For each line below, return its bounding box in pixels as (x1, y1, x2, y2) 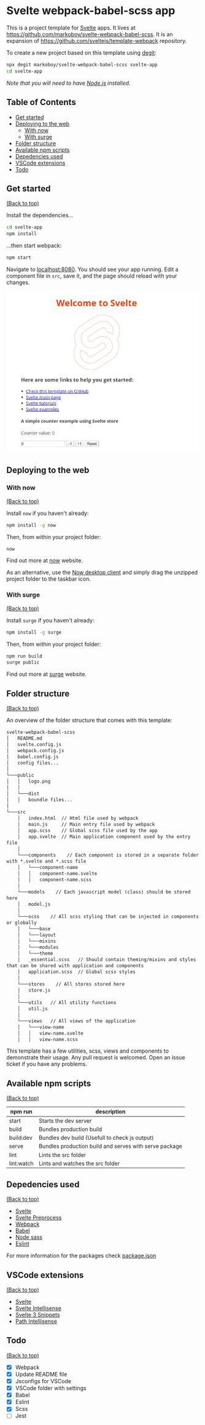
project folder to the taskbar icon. (6, 575, 91, 583)
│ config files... (6, 760, 60, 766)
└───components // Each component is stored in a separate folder (17, 852, 199, 858)
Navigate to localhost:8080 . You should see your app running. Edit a (6, 265, 179, 273)
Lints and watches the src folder (39, 1160, 120, 1167)
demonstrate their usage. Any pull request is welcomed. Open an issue (6, 1054, 185, 1061)
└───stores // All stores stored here (17, 981, 125, 987)
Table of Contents (6, 97, 77, 108)
